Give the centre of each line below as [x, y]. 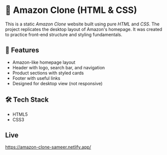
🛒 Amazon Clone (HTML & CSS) [71, 10]
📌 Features [22, 50]
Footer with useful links [36, 78]
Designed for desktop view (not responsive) [58, 83]
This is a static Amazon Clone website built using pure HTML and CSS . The [83, 24]
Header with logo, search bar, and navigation [59, 67]
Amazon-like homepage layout [44, 62]
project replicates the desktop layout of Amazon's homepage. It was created [84, 29]
